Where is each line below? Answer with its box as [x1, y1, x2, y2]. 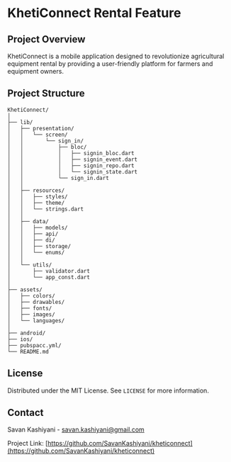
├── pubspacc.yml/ [7, 342, 62, 349]
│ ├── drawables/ [7, 298, 65, 305]
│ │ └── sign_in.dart [7, 174, 110, 181]
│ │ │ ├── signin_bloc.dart [7, 150, 135, 157]
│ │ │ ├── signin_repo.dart [7, 162, 135, 169]
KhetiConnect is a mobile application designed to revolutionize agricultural [7, 52, 225, 60]
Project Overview [7, 33, 86, 45]
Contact [7, 407, 44, 419]
